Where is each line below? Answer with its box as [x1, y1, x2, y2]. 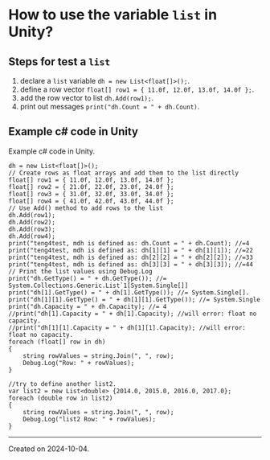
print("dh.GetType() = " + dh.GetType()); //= [8, 274, 167, 282]
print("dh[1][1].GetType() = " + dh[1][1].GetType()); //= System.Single [8, 295, 261, 303]
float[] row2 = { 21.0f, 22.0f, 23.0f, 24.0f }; [8, 183, 174, 191]
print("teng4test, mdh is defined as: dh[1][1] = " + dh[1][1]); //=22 [8, 246, 253, 254]
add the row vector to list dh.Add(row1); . [19, 93, 154, 102]
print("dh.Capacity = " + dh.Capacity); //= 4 [8, 302, 167, 310]
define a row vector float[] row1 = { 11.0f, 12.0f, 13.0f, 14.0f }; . [19, 84, 255, 94]
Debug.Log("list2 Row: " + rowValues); [22, 415, 157, 423]
